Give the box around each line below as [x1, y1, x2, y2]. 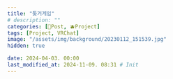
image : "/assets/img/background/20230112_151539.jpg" [7, 36, 167, 43]
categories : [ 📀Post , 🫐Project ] [7, 23, 100, 30]
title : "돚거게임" [7, 10, 55, 17]
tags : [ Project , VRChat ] [7, 29, 80, 37]
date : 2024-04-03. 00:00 [7, 55, 80, 62]
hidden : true [7, 42, 45, 49]
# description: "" [7, 17, 61, 24]
